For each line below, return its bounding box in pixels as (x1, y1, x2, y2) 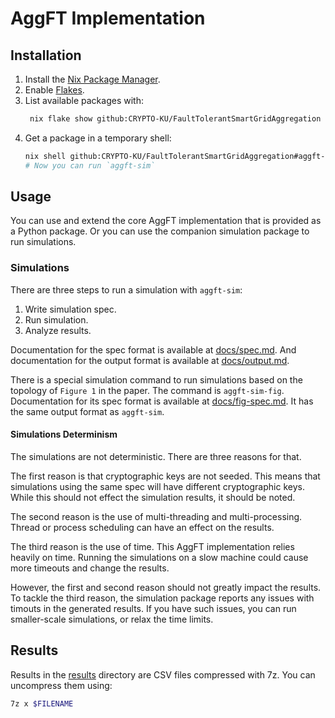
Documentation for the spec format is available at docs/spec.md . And (10, 343, 297, 356)
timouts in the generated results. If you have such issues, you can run (10, 602, 297, 614)
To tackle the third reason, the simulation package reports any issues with (10, 592, 315, 604)
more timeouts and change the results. (10, 562, 170, 574)
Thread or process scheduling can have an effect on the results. (10, 521, 275, 533)
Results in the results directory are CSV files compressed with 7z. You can (10, 668, 316, 681)
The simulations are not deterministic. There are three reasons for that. (10, 450, 302, 462)
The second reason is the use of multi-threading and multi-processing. (10, 510, 303, 522)
